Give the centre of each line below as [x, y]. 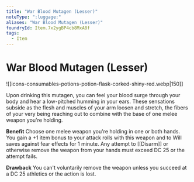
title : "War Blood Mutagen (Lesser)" [52, 11]
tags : [13, 33]
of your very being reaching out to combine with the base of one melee [92, 114]
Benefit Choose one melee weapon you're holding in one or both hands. [93, 131]
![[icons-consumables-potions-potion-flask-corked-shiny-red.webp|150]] [95, 84]
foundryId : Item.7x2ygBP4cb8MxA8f [48, 28]
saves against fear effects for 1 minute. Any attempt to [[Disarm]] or [87, 143]
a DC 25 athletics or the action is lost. [51, 174]
